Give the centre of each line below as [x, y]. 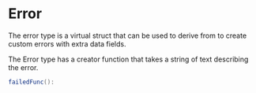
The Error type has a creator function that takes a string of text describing [128, 59]
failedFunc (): [32, 82]
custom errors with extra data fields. [67, 43]
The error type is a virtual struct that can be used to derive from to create [128, 35]
